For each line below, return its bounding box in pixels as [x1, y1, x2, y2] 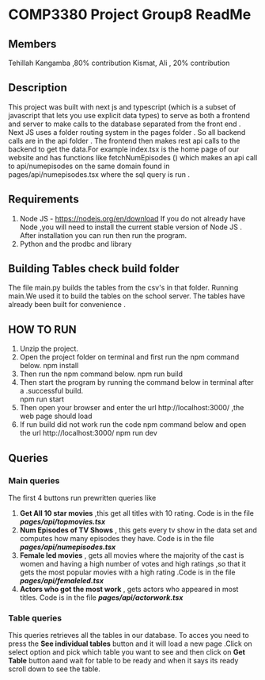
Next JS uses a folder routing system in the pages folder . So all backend [8, 127, 246, 136]
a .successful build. [19, 386, 84, 396]
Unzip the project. [19, 344, 79, 354]
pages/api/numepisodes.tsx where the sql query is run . [8, 169, 191, 179]
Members [8, 37, 57, 51]
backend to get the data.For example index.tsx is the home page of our [8, 144, 240, 154]
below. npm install [19, 361, 79, 371]
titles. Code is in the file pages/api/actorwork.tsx [19, 593, 184, 602]
